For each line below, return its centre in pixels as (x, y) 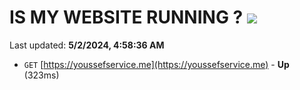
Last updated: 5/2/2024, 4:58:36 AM (87, 45)
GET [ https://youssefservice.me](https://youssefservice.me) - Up (156, 64)
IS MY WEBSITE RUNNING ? (126, 17)
